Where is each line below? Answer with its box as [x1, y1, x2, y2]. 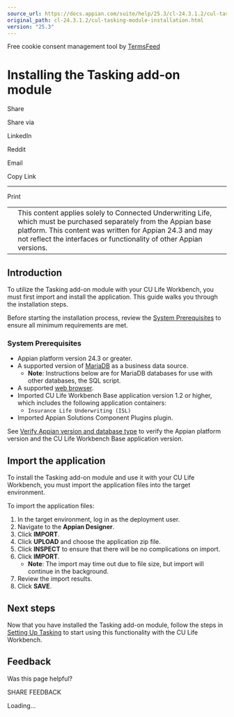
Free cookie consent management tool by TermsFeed [7, 43, 160, 51]
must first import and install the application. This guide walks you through [7, 293, 218, 301]
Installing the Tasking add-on [7, 67, 180, 82]
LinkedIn [7, 132, 32, 140]
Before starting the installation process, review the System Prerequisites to [7, 313, 221, 322]
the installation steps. [7, 300, 68, 309]
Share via [7, 118, 35, 126]
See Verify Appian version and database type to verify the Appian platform [7, 427, 221, 436]
